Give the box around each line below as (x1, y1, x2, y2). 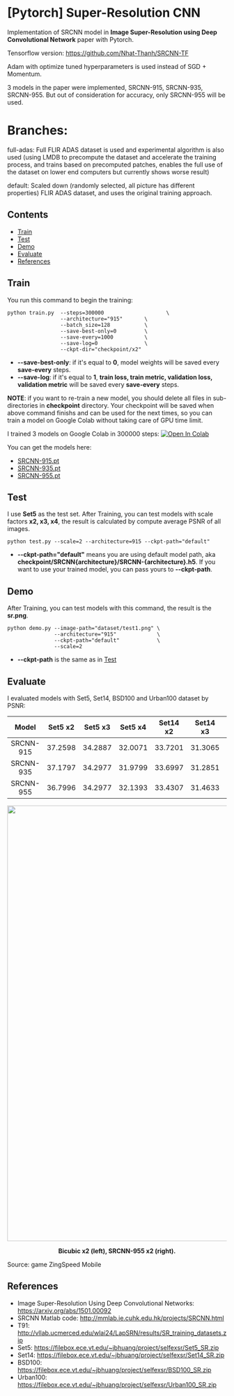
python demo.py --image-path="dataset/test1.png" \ (7, 625, 160, 632)
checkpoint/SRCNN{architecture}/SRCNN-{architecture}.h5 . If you (17, 558, 216, 566)
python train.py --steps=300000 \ (7, 309, 170, 316)
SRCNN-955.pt (17, 471, 61, 480)
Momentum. (7, 70, 42, 78)
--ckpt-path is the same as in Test (17, 655, 117, 664)
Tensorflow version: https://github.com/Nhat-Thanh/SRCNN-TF (7, 49, 189, 57)
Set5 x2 (47, 722, 75, 732)
